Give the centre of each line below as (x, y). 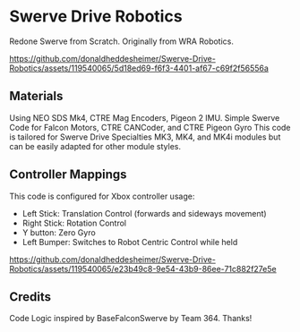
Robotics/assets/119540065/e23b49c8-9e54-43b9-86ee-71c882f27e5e (143, 268)
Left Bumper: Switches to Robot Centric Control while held (130, 242)
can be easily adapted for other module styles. (95, 146)
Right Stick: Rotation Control (74, 223)
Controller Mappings (68, 175)
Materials (36, 96)
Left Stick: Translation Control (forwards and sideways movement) (144, 213)
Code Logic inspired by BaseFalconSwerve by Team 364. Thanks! (131, 319)
